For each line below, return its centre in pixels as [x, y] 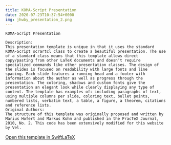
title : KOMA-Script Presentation [41, 10]
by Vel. [14, 128]
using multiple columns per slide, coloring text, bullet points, [78, 96]
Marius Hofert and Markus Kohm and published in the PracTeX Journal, [82, 119]
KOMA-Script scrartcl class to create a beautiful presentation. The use [86, 52]
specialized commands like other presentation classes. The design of [82, 65]
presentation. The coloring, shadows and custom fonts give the [75, 83]
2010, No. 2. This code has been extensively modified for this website [84, 123]
